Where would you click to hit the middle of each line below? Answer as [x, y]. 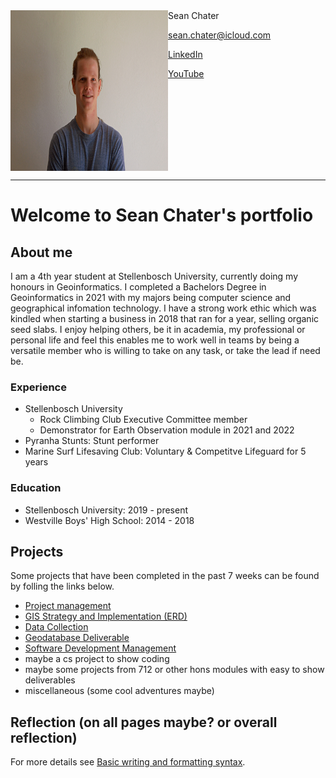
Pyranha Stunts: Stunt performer [92, 441]
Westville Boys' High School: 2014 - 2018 [109, 520]
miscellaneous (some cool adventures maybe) [119, 691]
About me [41, 252]
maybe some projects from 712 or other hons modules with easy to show [174, 670]
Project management [68, 606]
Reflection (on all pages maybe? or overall [144, 722]
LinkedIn [185, 54]
